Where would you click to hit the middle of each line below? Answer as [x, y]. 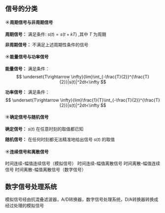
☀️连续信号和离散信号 [27, 152]
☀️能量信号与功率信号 [27, 57]
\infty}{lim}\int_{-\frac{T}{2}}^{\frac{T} [110, 76]
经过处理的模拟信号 [25, 206]
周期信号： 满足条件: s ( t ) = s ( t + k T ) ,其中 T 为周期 [56, 34]
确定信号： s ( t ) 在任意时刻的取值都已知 [44, 129]
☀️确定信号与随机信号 [27, 117]
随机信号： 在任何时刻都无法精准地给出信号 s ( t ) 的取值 [60, 139]
